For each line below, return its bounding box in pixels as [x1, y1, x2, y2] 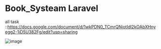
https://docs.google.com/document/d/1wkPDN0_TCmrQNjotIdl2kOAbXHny [7, 24, 156, 29]
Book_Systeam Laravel [5, 3, 99, 14]
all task [5, 19, 19, 24]
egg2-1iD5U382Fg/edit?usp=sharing [5, 29, 78, 35]
